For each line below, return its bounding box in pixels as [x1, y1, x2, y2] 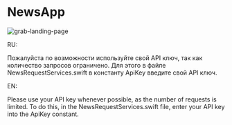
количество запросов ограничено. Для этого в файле [7, 61, 166, 69]
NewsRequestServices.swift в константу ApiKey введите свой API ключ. [7, 68, 217, 77]
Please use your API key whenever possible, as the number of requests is [7, 95, 217, 104]
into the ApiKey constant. [7, 110, 80, 118]
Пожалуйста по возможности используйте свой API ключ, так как [7, 53, 203, 62]
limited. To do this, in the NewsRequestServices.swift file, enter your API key [7, 102, 225, 110]
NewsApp [7, 4, 66, 20]
